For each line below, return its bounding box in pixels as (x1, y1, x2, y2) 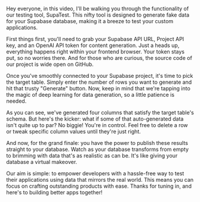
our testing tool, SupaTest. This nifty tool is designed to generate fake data (6, 11, 190, 18)
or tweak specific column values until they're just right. (6, 128, 141, 135)
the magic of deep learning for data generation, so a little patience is (6, 91, 175, 98)
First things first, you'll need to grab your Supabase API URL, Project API (6, 36, 184, 42)
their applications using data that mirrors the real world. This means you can (6, 176, 194, 183)
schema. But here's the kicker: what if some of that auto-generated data (6, 115, 184, 122)
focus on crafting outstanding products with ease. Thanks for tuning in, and (6, 182, 192, 190)
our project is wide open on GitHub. (6, 61, 94, 68)
